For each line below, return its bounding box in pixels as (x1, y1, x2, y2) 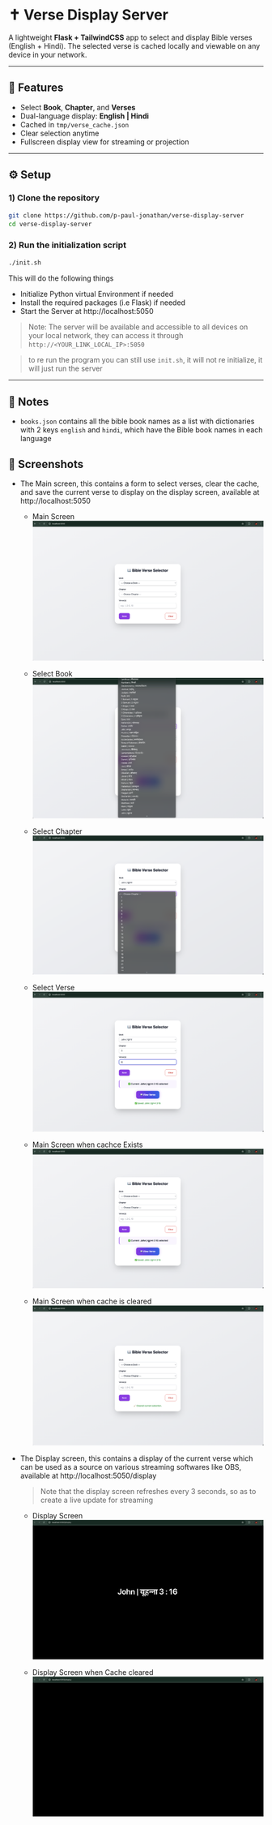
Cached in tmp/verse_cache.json (19, 119, 130, 129)
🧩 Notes (8, 395, 49, 409)
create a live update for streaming (40, 1495, 154, 1505)
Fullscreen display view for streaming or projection (19, 136, 189, 147)
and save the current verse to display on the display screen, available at (19, 487, 260, 496)
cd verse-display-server (8, 221, 92, 229)
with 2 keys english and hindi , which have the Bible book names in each (19, 425, 263, 435)
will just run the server (28, 363, 103, 374)
